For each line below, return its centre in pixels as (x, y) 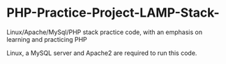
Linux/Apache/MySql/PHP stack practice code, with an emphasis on (105, 32)
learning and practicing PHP (47, 39)
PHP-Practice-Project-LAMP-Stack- (113, 13)
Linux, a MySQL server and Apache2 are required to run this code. (102, 53)
